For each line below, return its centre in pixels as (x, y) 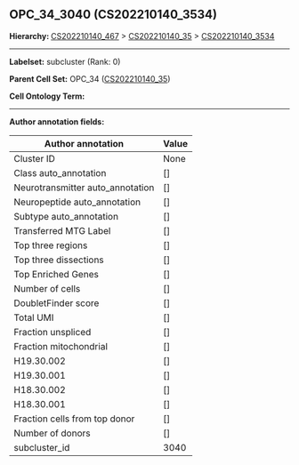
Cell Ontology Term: (47, 96)
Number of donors (52, 433)
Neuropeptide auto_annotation (77, 202)
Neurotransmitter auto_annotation (84, 188)
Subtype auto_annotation (66, 216)
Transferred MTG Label (62, 230)
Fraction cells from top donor (74, 419)
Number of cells (47, 288)
